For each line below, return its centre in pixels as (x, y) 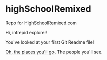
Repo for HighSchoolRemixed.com (41, 23)
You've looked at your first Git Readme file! (50, 42)
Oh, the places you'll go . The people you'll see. (54, 52)
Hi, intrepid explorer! (26, 32)
